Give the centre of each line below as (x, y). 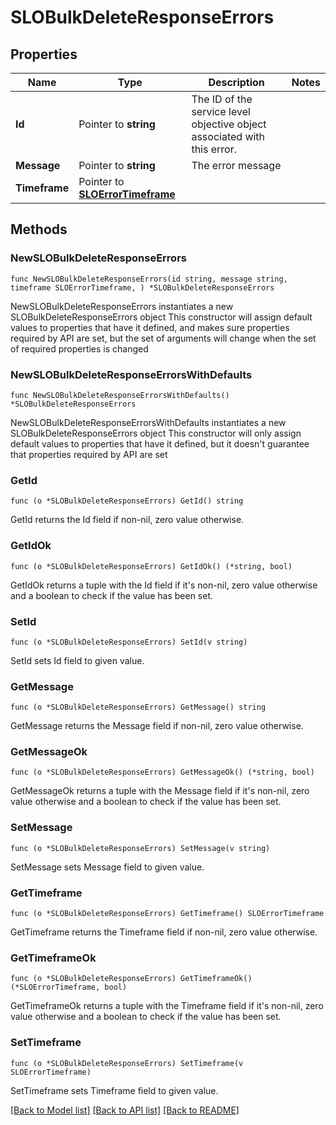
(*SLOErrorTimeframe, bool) (69, 987)
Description (236, 82)
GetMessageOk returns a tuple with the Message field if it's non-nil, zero (160, 791)
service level (221, 111)
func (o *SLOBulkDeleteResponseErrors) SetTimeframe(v (127, 1063)
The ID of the (222, 99)
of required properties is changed (79, 348)
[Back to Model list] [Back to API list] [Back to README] (125, 1110)
